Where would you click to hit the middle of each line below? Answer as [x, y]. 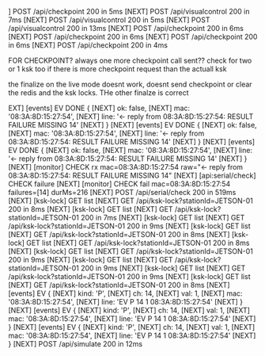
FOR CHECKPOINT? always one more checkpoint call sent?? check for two [130, 60]
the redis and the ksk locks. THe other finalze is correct [98, 93]
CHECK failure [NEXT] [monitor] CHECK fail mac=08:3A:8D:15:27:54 [119, 184]
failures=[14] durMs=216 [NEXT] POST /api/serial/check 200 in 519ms [122, 192]
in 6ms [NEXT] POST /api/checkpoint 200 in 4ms [88, 45]
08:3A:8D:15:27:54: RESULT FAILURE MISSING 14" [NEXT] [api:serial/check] [132, 175]
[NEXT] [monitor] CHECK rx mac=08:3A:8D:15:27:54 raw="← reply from [126, 167]
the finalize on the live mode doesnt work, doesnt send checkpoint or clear [130, 84]
